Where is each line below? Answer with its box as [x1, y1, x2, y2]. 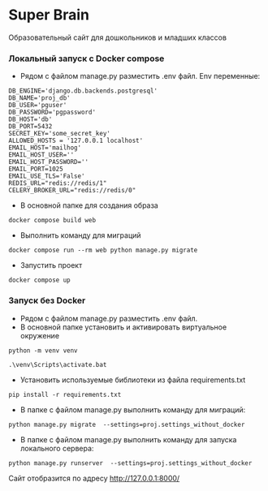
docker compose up [8, 276, 71, 285]
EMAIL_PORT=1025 [8, 165, 63, 174]
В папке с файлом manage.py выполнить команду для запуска [19, 434, 237, 444]
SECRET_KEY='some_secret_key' [8, 130, 111, 138]
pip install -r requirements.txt [8, 390, 122, 398]
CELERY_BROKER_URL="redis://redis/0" [8, 187, 136, 195]
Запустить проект [19, 261, 83, 270]
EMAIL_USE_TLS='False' [8, 172, 85, 180]
